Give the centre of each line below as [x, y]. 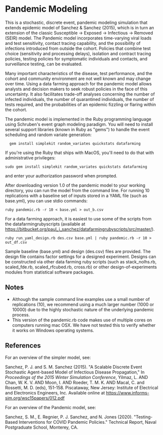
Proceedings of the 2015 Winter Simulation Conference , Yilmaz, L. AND [77, 377]
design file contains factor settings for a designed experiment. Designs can [81, 257]
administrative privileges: [30, 158]
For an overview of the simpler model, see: [48, 357]
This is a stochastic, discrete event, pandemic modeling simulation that [76, 22]
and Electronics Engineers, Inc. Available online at [55, 393]
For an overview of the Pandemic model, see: [51, 407]
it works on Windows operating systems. [53, 330]
